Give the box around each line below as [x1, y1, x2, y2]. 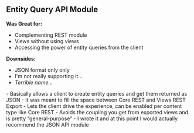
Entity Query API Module [6, 5, 98, 15]
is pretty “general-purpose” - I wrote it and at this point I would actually [6, 115, 178, 122]
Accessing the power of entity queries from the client [14, 44, 144, 51]
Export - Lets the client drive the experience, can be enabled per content [6, 102, 182, 110]
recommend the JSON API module [6, 121, 89, 128]
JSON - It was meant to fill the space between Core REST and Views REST [6, 96, 186, 103]
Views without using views [14, 37, 79, 44]
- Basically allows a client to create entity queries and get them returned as [6, 90, 188, 97]
